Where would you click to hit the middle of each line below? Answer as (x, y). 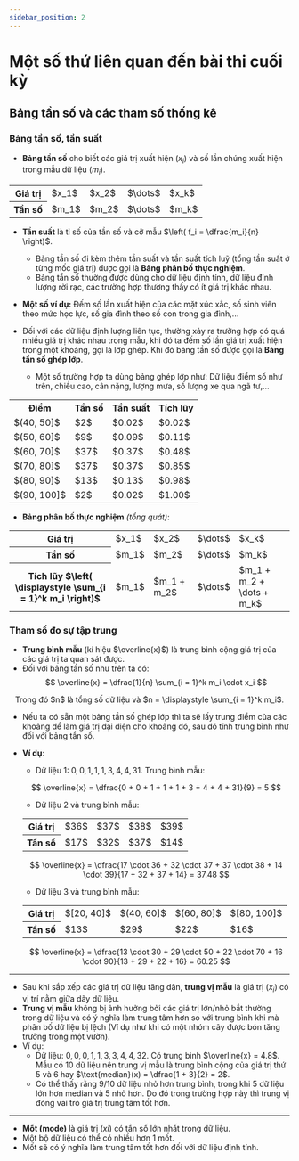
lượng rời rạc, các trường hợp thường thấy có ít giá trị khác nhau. (153, 287)
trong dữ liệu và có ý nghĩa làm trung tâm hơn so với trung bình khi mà (150, 1018)
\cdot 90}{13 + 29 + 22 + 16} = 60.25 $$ (156, 961)
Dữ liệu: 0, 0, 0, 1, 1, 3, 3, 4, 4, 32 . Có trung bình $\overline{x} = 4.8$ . (158, 1055)
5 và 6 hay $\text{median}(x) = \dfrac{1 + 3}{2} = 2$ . (133, 1074)
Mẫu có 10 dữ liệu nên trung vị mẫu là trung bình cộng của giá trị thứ (161, 1065)
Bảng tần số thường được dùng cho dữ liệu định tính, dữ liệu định (154, 278)
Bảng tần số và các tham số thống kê (113, 114)
